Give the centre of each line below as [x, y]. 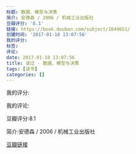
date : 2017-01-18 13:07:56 [41, 57]
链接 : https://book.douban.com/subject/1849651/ [68, 29]
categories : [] [26, 75]
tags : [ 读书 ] [22, 69]
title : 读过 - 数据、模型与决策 [43, 63]
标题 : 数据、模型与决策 [32, 12]
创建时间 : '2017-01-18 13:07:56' [47, 35]
